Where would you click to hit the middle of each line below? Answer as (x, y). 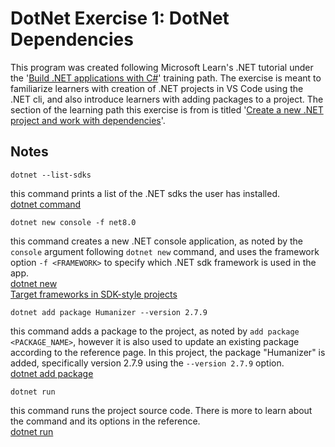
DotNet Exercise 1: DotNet (120, 18)
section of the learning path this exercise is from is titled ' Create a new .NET (167, 109)
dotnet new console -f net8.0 (73, 222)
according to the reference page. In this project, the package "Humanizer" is (168, 352)
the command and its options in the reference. (105, 421)
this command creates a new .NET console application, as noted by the (157, 241)
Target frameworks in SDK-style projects (94, 294)
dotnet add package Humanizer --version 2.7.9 (109, 312)
